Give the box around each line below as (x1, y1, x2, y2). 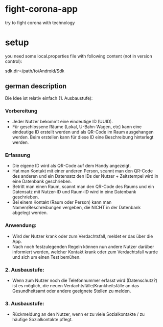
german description (5, 82, 67, 90)
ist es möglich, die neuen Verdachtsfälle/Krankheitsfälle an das (12, 282, 140, 288)
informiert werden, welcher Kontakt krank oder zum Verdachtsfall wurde (12, 249, 158, 255)
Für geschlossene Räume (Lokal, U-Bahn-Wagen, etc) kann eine (12, 124, 142, 130)
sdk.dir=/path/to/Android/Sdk (5, 68, 65, 74)
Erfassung (5, 151, 30, 158)
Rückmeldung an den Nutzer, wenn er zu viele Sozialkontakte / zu (12, 311, 145, 317)
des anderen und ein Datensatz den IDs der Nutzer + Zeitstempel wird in (12, 173, 159, 179)
